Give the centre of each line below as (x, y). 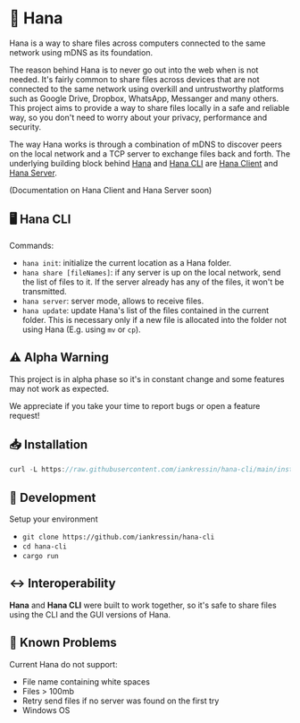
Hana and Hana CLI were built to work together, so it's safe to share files (143, 605)
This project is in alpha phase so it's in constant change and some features (147, 379)
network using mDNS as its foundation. (81, 52)
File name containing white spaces (86, 681)
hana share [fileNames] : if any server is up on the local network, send (151, 272)
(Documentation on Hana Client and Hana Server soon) (111, 190)
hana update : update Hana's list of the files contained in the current (146, 310)
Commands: (32, 245)
